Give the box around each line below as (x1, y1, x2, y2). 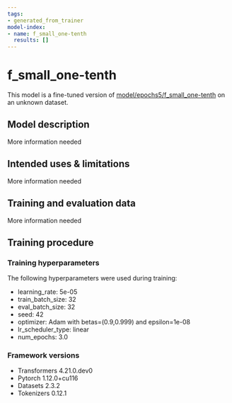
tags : (7, 10, 23, 18)
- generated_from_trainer (7, 17, 83, 24)
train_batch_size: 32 (17, 295, 76, 304)
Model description (7, 118, 90, 131)
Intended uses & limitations (7, 158, 130, 170)
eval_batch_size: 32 (17, 302, 76, 312)
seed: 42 (17, 310, 44, 319)
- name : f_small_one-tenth (7, 30, 87, 38)
